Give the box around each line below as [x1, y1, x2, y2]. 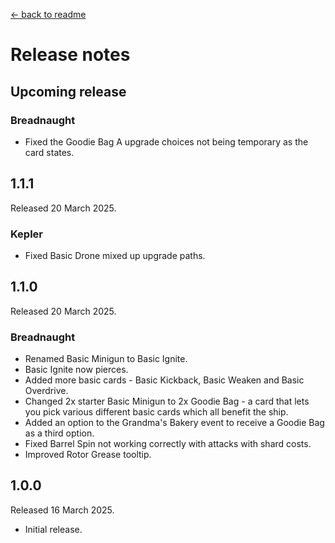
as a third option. [24, 427, 95, 439]
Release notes [10, 44, 131, 66]
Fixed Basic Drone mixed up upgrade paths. [24, 249, 206, 261]
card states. [24, 146, 75, 158]
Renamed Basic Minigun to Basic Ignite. [24, 353, 188, 365]
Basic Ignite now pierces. [24, 364, 129, 376]
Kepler [10, 227, 44, 241]
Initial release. [24, 523, 83, 535]
